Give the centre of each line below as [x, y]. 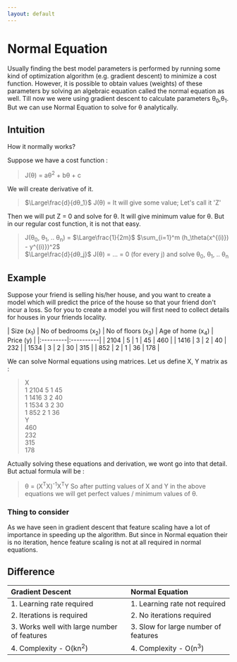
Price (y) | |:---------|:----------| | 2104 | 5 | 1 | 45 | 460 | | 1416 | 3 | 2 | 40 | [117, 340]
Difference [31, 572]
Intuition [26, 130]
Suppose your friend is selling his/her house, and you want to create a [109, 295]
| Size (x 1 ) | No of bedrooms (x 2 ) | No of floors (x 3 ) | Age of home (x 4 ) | [110, 332]
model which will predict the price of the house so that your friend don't [112, 302]
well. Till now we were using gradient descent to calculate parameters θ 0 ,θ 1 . [118, 99]
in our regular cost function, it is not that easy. [74, 224]
